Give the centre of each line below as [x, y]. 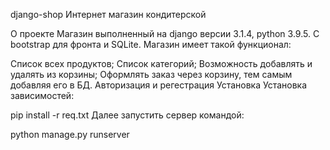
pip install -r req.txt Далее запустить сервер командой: [127, 115]
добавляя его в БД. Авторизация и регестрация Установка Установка [159, 85]
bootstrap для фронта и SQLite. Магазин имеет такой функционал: [151, 44]
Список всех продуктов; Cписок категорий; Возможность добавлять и [161, 63]
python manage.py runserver [70, 134]
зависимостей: [42, 95]
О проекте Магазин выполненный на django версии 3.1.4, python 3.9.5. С [165, 33]
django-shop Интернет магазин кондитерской [108, 14]
